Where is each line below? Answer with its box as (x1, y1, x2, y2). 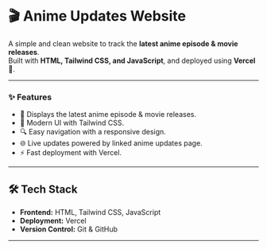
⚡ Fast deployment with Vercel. (19, 148, 122, 158)
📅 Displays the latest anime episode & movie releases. (19, 110, 197, 119)
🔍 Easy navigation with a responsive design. (19, 127, 167, 137)
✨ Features (8, 91, 52, 103)
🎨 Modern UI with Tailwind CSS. (19, 118, 125, 128)
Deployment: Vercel (19, 216, 87, 226)
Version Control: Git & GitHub (19, 224, 118, 234)
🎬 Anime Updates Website (8, 7, 187, 25)
